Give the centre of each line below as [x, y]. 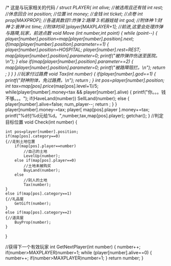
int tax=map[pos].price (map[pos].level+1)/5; [52, 86]
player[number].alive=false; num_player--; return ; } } [61, 104]
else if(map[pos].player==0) [45, 160]
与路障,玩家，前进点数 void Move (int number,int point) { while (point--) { [81, 33]
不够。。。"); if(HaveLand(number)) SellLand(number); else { [67, 98]
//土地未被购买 [37, 166]
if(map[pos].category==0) [33, 136]
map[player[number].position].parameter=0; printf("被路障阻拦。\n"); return [86, 67]
